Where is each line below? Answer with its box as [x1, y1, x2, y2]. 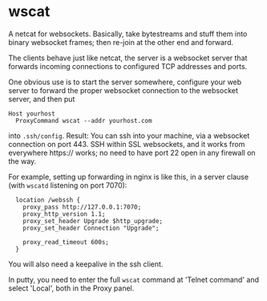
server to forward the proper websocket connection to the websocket [8, 85, 239, 95]
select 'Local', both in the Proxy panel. [8, 283, 135, 293]
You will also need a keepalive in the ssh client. [8, 259, 164, 269]
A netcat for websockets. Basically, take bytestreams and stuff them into [8, 29, 248, 39]
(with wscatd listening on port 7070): [8, 180, 127, 190]
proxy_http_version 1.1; [22, 209, 106, 218]
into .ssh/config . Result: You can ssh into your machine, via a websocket [8, 131, 250, 140]
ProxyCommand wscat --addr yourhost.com [15, 116, 152, 124]
